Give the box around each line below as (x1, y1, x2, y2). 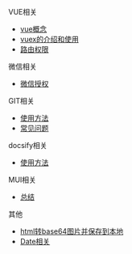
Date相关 (19, 237, 51, 246)
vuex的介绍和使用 (19, 35, 79, 44)
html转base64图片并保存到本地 (19, 226, 124, 236)
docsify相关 (8, 141, 47, 150)
